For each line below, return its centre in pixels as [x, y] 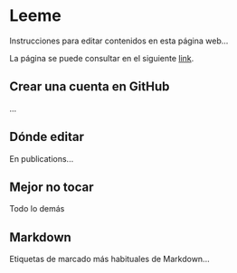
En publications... [42, 158]
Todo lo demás [37, 209]
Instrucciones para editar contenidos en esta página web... [119, 41]
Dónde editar [47, 137]
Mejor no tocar [52, 187]
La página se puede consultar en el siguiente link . [102, 58]
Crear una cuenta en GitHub [90, 87]
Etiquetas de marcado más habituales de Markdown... [109, 259]
